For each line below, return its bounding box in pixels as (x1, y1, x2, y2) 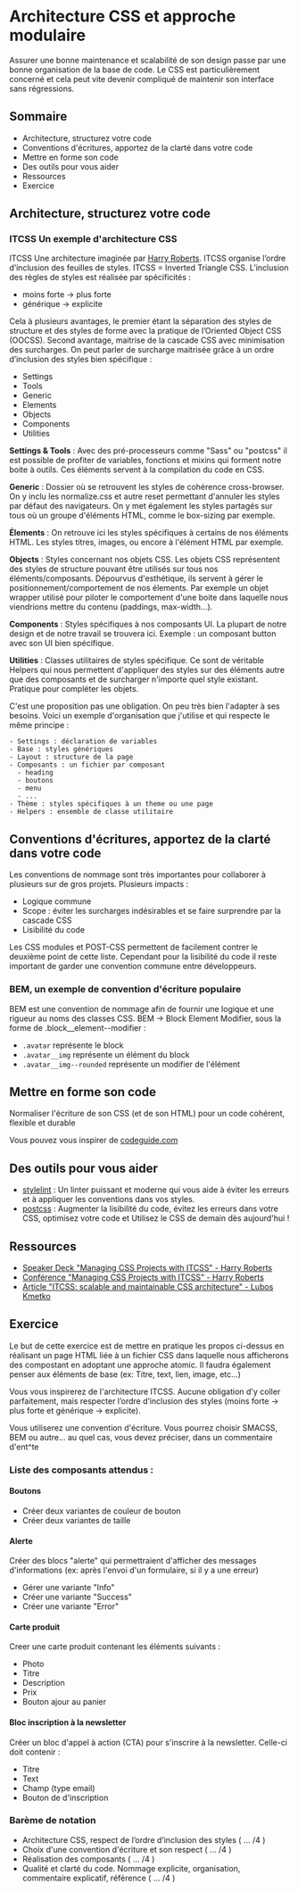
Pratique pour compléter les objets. (9, 684, 139, 694)
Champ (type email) (21, 1782, 95, 1793)
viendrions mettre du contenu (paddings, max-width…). (9, 602, 213, 612)
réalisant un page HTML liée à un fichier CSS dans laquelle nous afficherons (9, 1349, 289, 1360)
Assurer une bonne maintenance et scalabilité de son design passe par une (9, 54, 286, 65)
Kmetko (21, 1290, 51, 1301)
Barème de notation (9, 1814, 96, 1827)
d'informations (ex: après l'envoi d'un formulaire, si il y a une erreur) (9, 1564, 259, 1576)
